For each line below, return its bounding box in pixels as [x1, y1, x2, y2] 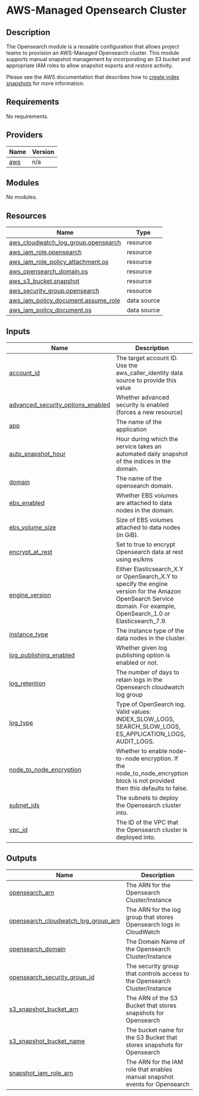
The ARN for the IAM [126, 1057, 184, 1066]
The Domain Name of [126, 937, 185, 946]
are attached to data [115, 499, 172, 507]
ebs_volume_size [9, 524, 56, 532]
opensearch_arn [9, 888, 54, 896]
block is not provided [115, 777, 175, 785]
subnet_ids [9, 801, 40, 810]
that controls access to [126, 969, 190, 978]
